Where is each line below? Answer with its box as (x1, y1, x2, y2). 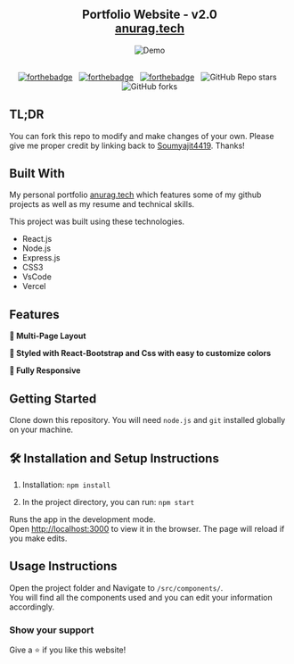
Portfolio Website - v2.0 (81, 7, 218, 22)
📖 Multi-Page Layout (9, 330, 86, 342)
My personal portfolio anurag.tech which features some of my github (9, 189, 262, 200)
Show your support (9, 624, 94, 636)
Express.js (21, 253, 61, 263)
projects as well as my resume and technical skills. (9, 199, 195, 210)
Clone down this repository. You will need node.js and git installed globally (9, 415, 286, 426)
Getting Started (9, 391, 97, 406)
